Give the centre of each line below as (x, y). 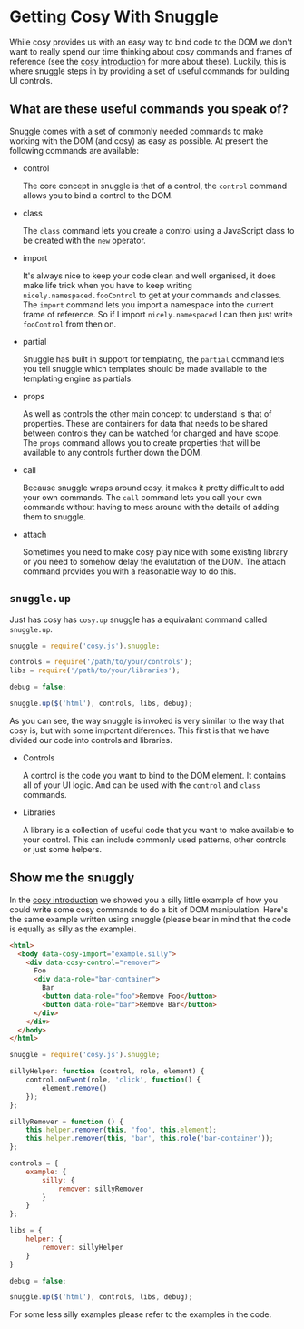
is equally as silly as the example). (73, 929)
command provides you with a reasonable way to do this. (129, 571)
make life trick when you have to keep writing (108, 285)
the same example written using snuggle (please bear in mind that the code (151, 919)
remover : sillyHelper (83, 1247)
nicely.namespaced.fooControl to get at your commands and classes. (152, 295)
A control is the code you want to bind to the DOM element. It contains (154, 775)
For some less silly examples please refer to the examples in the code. (141, 1314)
